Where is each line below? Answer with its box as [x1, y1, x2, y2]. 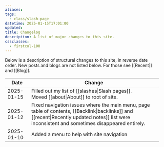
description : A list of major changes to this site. [5, 35, 115, 40]
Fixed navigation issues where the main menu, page [31, 101, 150, 108]
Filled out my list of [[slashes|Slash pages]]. [31, 87, 132, 94]
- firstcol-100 [9, 44, 41, 49]
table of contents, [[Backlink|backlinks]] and [31, 107, 133, 114]
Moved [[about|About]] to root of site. [31, 94, 118, 100]
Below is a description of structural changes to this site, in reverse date [5, 57, 148, 63]
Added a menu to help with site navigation [31, 131, 128, 138]
